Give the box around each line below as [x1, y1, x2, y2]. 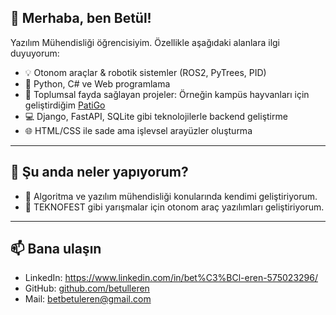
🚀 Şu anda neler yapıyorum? [10, 164, 189, 181]
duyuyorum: [10, 47, 60, 59]
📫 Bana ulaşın [10, 241, 102, 258]
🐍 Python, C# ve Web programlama [24, 77, 171, 90]
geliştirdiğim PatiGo [24, 99, 106, 111]
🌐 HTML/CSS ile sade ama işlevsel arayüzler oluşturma [24, 124, 253, 136]
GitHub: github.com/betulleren [24, 282, 150, 295]
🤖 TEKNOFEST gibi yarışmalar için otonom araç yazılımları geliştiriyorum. [24, 201, 325, 213]
